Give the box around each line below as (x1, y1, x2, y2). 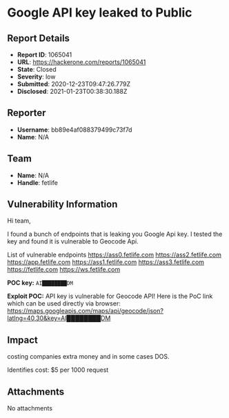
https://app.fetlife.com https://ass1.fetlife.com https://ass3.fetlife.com (7, 258, 205, 266)
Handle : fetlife (17, 178, 59, 187)
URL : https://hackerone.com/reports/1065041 (17, 58, 146, 66)
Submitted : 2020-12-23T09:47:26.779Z (17, 80, 131, 88)
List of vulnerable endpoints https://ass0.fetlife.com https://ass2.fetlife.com (7, 250, 222, 259)
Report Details (7, 32, 70, 44)
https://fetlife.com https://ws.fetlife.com (7, 266, 121, 274)
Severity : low (17, 72, 56, 81)
